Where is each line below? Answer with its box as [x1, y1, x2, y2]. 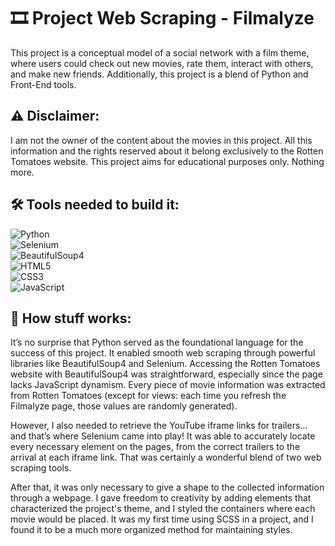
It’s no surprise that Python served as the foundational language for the [10, 336, 304, 349]
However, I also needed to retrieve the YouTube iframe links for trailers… [10, 420, 308, 432]
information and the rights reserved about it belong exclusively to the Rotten [10, 145, 324, 157]
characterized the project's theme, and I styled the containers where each [10, 503, 316, 515]
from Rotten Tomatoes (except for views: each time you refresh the [10, 390, 287, 402]
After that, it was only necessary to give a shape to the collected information [10, 481, 325, 494]
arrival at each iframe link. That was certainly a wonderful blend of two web [10, 451, 322, 464]
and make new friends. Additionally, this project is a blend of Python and [10, 68, 309, 80]
